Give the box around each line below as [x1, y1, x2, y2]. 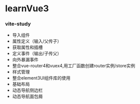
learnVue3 [5, 3, 49, 14]
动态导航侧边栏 [12, 87, 43, 93]
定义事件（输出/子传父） [12, 51, 62, 56]
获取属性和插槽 [12, 45, 43, 51]
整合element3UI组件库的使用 [12, 75, 70, 81]
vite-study [5, 21, 31, 27]
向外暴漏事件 [12, 57, 38, 63]
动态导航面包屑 [12, 94, 43, 100]
